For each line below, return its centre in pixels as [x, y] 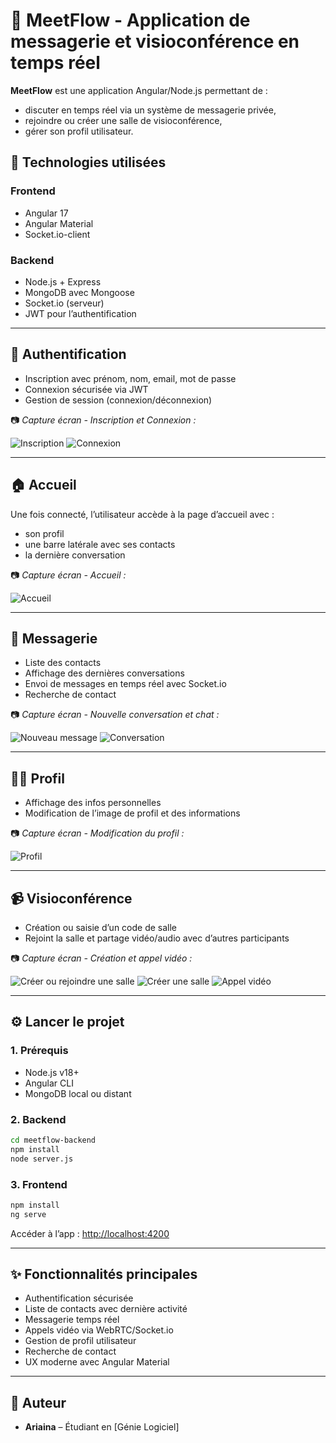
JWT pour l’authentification [80, 313]
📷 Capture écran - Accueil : [68, 575]
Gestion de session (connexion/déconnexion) [118, 400]
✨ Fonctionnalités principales [104, 1274]
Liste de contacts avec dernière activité [106, 1309]
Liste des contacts [63, 663]
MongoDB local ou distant [78, 1093]
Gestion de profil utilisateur [80, 1341]
